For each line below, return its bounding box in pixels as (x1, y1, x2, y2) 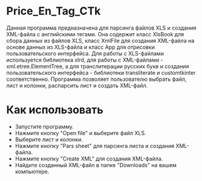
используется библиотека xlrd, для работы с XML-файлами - (6, 56, 163, 63)
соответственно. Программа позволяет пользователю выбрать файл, (6, 75, 187, 83)
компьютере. (15, 168, 50, 175)
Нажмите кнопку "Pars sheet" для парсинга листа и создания (15, 142, 174, 149)
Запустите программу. (15, 122, 74, 130)
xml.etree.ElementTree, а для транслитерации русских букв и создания (6, 62, 189, 70)
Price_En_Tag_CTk (6, 4, 101, 18)
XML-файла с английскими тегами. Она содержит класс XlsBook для (6, 30, 184, 37)
